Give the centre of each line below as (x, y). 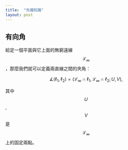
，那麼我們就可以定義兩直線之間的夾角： (48, 69)
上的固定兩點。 (21, 142)
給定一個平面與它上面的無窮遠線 (39, 50)
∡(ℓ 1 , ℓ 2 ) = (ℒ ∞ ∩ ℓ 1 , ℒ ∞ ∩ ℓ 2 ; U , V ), (86, 80)
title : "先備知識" (25, 10)
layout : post (19, 15)
